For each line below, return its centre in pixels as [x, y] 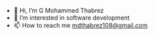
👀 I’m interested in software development [72, 18]
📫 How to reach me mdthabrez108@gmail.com [81, 25]
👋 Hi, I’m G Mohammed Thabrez [59, 11]
